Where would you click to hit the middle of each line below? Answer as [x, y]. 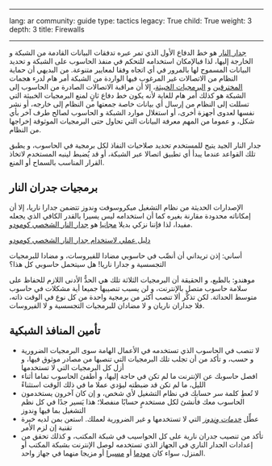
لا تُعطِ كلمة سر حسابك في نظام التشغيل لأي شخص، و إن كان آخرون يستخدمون [140, 393]
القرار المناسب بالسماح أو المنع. [57, 162]
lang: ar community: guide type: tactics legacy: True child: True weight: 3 [131, 21]
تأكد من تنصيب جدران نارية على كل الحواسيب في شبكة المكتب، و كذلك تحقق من [142, 435]
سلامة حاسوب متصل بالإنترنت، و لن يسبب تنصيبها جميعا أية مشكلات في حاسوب [128, 288]
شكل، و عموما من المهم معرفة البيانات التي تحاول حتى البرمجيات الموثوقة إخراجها [132, 121]
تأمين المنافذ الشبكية [55, 331]
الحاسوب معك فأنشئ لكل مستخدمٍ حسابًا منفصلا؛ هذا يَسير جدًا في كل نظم [133, 402]
